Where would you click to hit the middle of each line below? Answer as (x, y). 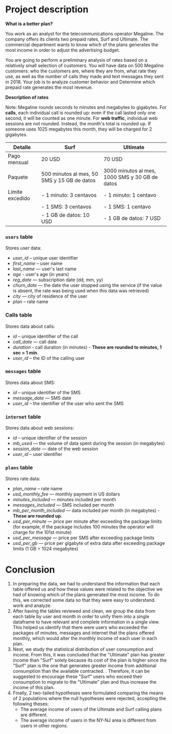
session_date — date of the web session (55, 449)
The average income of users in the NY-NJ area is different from (88, 720)
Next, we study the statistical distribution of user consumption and (83, 649)
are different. (34, 715)
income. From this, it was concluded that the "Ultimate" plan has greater (89, 655)
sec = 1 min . (26, 353)
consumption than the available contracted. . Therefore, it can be (81, 671)
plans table (19, 468)
